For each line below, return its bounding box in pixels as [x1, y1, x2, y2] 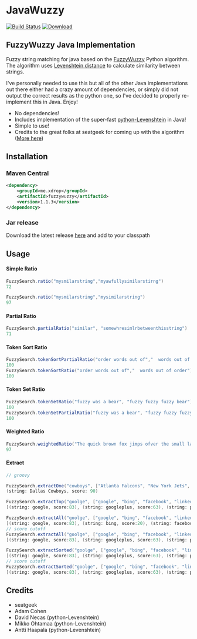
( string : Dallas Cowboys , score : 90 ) [6, 489, 98, 494]
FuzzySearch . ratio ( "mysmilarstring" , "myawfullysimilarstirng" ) [6, 278, 164, 284]
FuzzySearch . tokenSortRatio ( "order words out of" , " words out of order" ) [6, 368, 193, 374]
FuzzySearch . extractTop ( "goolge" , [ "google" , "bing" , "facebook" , [6, 499, 172, 505]
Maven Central [6, 169, 49, 178]
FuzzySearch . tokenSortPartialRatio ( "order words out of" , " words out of [6, 357, 191, 363]
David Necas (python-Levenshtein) [14, 614, 100, 621]
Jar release [6, 218, 39, 226]
